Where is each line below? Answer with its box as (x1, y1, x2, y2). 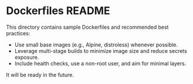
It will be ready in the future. (6, 71, 75, 78)
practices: (6, 29, 31, 36)
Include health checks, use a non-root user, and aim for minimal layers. (14, 60, 187, 67)
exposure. (14, 53, 39, 61)
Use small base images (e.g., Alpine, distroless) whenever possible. (14, 41, 178, 48)
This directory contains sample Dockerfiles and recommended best (6, 23, 169, 31)
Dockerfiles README (6, 4, 110, 18)
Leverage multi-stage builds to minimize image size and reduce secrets (14, 47, 188, 54)
